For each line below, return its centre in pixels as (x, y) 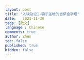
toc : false (16, 41)
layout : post (18, 9)
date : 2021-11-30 (25, 18)
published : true (21, 45)
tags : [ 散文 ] (17, 23)
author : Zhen (18, 37)
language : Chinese (25, 28)
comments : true (20, 32)
